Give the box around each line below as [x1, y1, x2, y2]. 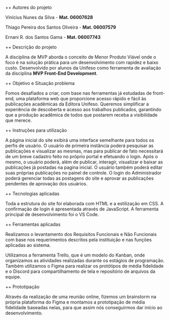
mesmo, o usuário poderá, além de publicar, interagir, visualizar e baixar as [5, 159, 163, 165]
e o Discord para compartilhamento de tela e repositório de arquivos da [5, 268, 156, 274]
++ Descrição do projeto [5, 44, 57, 50]
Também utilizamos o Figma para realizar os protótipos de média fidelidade [5, 263, 164, 269]
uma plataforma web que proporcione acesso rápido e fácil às [15, 96, 147, 101]
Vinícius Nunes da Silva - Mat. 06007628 [5, 14, 93, 20]
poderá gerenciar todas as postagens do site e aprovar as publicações [5, 175, 154, 181]
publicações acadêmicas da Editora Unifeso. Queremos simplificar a [5, 101, 149, 107]
